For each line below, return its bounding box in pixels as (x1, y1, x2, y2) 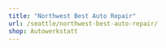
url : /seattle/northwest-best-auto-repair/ (8, 20, 159, 28)
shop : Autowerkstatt (8, 27, 79, 35)
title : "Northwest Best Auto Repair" (8, 11, 137, 20)
